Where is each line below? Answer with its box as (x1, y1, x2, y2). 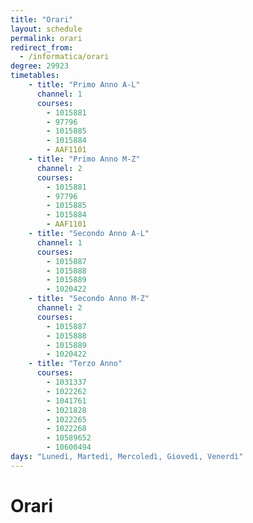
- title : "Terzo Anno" (28, 359, 123, 369)
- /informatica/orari (19, 52, 110, 62)
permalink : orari (10, 33, 83, 43)
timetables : (10, 71, 60, 81)
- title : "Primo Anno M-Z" (28, 154, 141, 164)
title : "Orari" (10, 14, 74, 25)
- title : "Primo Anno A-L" (28, 80, 141, 90)
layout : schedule (10, 24, 83, 34)
